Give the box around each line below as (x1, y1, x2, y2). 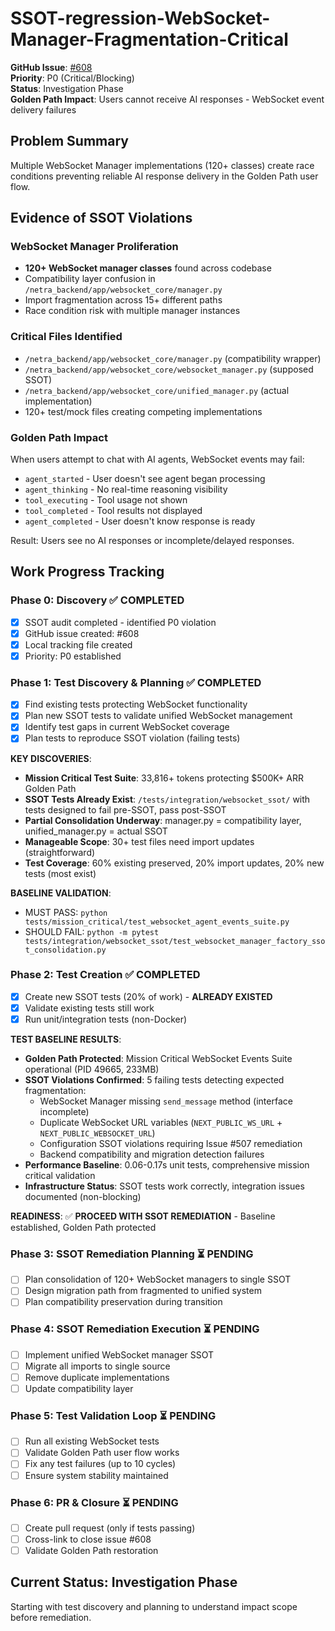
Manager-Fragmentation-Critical (10, 28, 289, 51)
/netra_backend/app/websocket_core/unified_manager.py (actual (24, 384, 290, 396)
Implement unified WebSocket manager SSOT (24, 1348, 215, 1361)
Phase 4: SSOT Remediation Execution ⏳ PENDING (10, 1322, 260, 1336)
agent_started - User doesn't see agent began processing (24, 473, 266, 485)
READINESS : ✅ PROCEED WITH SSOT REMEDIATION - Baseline (10, 1210, 276, 1222)
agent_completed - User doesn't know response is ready (24, 515, 256, 527)
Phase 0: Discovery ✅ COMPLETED (10, 593, 185, 607)
